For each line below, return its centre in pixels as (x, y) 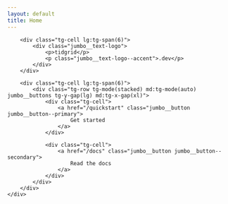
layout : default (31, 14)
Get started (88, 120)
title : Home (25, 20)
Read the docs (91, 163)
